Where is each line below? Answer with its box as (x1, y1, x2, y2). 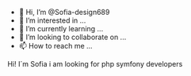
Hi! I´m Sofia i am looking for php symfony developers (7, 60, 183, 68)
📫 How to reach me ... (18, 42, 93, 50)
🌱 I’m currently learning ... (18, 24, 104, 33)
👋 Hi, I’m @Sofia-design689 (18, 8, 110, 16)
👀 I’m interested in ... (18, 16, 86, 25)
